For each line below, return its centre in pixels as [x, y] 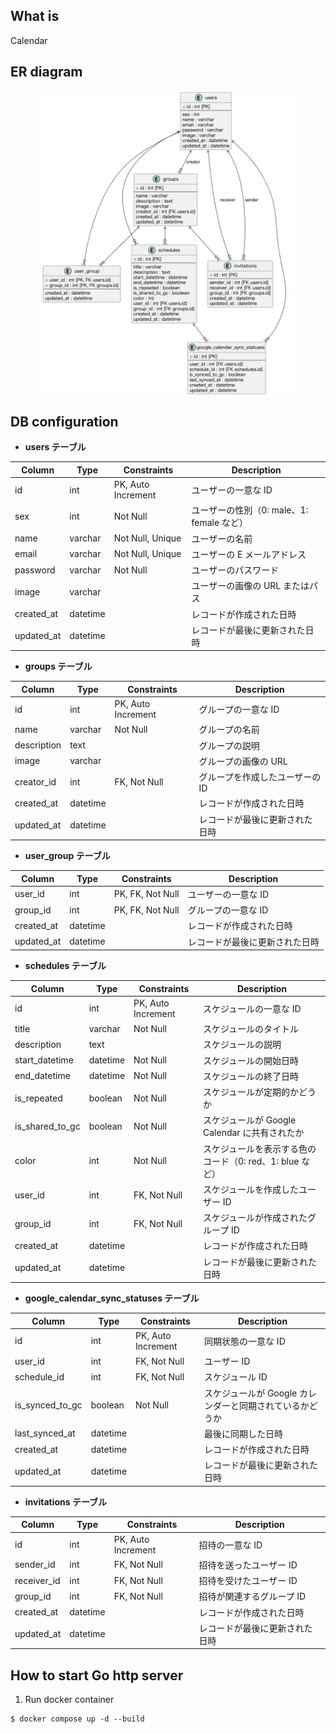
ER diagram [46, 72]
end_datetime [42, 1076]
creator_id [35, 782]
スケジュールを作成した [251, 1189]
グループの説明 [229, 745]
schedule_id [39, 1376]
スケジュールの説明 [242, 1045]
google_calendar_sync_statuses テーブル [112, 1298]
